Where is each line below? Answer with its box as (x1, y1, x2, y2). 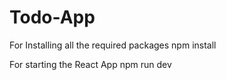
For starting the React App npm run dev (9, 58, 172, 70)
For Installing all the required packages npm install (9, 39, 217, 51)
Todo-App (9, 6, 96, 29)
